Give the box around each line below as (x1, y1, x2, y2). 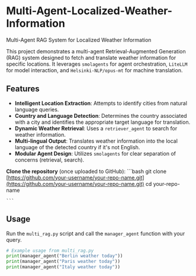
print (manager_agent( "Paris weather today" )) (6, 259, 120, 265)
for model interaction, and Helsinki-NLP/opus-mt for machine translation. (6, 66, 183, 73)
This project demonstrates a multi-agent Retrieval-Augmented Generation (6, 47, 186, 54)
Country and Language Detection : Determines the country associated (14, 112, 188, 119)
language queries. (14, 105, 59, 113)
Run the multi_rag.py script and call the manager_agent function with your (6, 230, 185, 237)
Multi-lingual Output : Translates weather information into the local (14, 137, 178, 145)
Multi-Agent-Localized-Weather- (6, 4, 173, 18)
